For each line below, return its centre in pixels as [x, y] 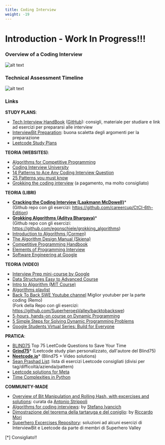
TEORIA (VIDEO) [22, 264]
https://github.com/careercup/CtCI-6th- [113, 207]
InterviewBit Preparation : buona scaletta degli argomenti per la [76, 132]
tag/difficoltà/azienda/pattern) [43, 366]
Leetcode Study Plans [34, 143]
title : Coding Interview [31, 10]
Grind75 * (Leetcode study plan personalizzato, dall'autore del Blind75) [84, 351]
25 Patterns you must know [40, 178]
